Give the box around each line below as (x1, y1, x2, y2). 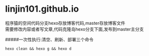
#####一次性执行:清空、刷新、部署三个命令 (5, 37, 94, 42)
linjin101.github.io (5, 3, 79, 15)
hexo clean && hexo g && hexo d (5, 46, 72, 51)
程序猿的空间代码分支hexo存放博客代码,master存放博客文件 (5, 20, 126, 26)
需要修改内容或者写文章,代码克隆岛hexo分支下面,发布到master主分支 (5, 26, 144, 32)
